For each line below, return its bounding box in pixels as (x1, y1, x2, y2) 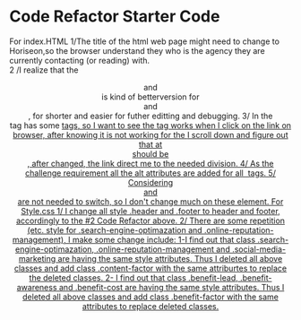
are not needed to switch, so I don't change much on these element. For (17, 195, 284, 207)
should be (132, 148, 169, 159)
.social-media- (231, 244, 287, 255)
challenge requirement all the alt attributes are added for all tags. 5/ (25, 168, 276, 178)
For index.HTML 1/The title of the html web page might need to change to (9, 36, 280, 47)
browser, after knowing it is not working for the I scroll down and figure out (13, 129, 288, 140)
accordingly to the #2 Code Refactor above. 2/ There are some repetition (16, 215, 285, 226)
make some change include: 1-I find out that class (72, 234, 256, 245)
